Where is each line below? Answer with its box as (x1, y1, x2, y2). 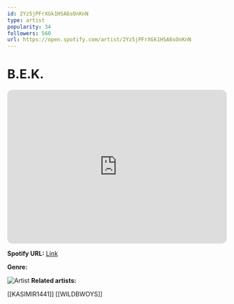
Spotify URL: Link (7, 249, 58, 258)
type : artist (7, 17, 45, 24)
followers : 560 (7, 29, 52, 37)
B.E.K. (7, 66, 44, 82)
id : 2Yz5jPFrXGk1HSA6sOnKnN (7, 10, 89, 17)
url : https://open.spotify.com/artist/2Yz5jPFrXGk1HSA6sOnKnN (7, 36, 192, 43)
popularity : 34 (7, 23, 52, 30)
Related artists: (31, 277, 77, 285)
